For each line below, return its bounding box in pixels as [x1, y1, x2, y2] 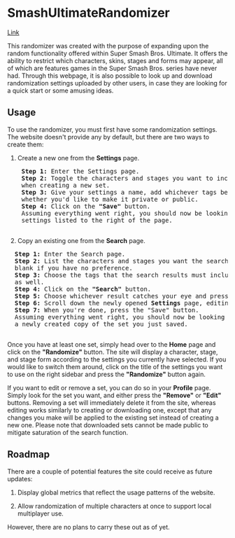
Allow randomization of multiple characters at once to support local [17, 502, 212, 510]
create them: [7, 140, 44, 149]
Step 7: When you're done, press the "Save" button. [14, 306, 199, 314]
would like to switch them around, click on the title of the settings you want [7, 362, 223, 371]
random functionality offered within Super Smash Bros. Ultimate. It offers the [7, 49, 228, 57]
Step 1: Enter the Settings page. [21, 167, 140, 175]
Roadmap [7, 448, 50, 460]
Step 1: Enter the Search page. [14, 250, 126, 258]
